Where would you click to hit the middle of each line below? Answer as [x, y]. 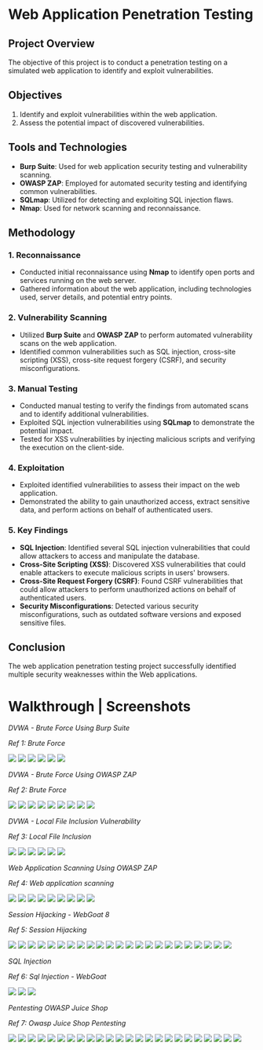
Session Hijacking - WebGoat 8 [59, 915]
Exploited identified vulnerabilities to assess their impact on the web [130, 485]
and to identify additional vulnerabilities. [84, 413]
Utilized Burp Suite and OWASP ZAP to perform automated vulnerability [136, 335]
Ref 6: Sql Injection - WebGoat [57, 977]
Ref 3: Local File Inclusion [50, 837]
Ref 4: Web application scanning [61, 883]
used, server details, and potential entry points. [96, 297]
